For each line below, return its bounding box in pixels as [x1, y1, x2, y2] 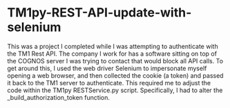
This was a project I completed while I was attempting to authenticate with [7, 42, 219, 50]
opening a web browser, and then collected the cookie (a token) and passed [7, 71, 224, 80]
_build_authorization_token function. [7, 93, 111, 101]
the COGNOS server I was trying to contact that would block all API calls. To [7, 56, 223, 65]
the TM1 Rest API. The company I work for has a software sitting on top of [7, 50, 218, 58]
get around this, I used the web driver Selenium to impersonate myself [7, 64, 207, 72]
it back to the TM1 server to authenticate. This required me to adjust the [7, 78, 211, 87]
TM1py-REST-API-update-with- [7, 5, 192, 21]
